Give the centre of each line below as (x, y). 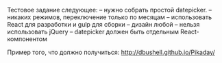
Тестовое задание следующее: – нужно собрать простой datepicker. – (110, 10)
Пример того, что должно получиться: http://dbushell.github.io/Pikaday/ (111, 52)
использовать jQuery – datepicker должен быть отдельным (93, 32)
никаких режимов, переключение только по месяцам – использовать (110, 17)
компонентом (27, 39)
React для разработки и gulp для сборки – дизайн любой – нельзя (103, 24)
